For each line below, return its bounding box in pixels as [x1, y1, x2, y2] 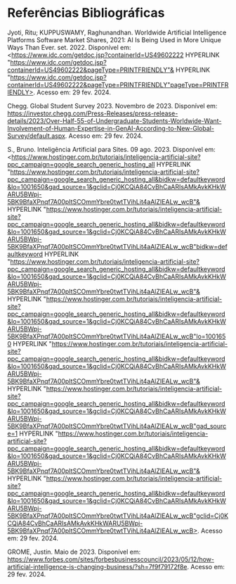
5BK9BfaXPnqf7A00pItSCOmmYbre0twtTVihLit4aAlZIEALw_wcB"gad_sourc [7, 421, 227, 430]
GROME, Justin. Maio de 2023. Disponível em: [7, 547, 141, 556]
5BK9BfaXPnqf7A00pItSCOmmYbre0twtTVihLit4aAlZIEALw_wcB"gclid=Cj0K [7, 512, 229, 520]
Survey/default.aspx [7, 132, 65, 140]
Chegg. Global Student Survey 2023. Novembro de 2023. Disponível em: [7, 101, 218, 110]
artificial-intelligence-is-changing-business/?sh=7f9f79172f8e [7, 562, 188, 571]
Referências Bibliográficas [7, 5, 165, 21]
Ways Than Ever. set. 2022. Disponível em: [7, 43, 131, 51]
